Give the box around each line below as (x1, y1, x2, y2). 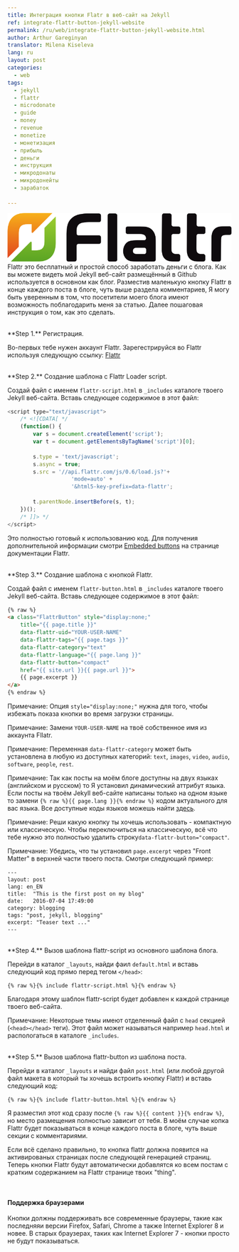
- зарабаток (14, 185, 50, 192)
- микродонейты (14, 177, 59, 185)
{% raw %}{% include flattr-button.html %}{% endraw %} (7, 1097, 176, 1104)
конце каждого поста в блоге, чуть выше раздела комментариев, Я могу (7, 285, 230, 294)
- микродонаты (14, 170, 55, 177)
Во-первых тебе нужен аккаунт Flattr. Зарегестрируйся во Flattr (7, 343, 202, 352)
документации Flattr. (7, 549, 70, 558)
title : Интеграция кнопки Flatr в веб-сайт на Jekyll (7, 11, 171, 19)
